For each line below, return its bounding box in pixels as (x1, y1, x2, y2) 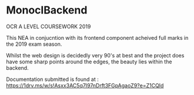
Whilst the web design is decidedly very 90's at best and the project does (6, 52, 185, 59)
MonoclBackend (6, 4, 88, 17)
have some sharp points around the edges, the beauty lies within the (6, 58, 172, 65)
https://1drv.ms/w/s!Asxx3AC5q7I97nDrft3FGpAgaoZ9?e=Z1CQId (6, 82, 164, 89)
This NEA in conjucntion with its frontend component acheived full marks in (6, 34, 189, 41)
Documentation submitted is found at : (6, 76, 99, 83)
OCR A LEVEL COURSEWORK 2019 (6, 23, 91, 30)
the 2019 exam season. (6, 40, 62, 48)
